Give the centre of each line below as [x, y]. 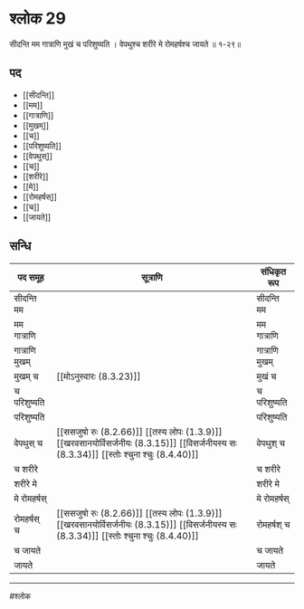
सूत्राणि [152, 277]
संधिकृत [274, 271]
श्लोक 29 [38, 19]
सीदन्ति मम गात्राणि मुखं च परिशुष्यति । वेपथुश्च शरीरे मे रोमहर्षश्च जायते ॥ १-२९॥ [125, 43]
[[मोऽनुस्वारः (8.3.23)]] [99, 376]
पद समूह [31, 277]
